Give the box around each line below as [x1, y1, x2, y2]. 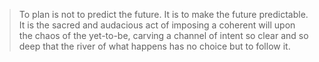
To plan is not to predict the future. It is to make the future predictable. [18, 9, 309, 20]
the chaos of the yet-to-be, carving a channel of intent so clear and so [18, 30, 309, 41]
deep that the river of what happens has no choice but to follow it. [18, 40, 291, 52]
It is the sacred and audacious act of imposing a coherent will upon [18, 19, 296, 31]
